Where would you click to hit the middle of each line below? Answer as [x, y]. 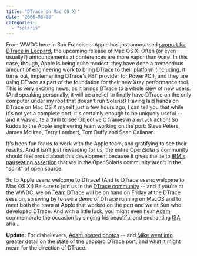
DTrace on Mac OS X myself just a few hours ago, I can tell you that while [95, 107]
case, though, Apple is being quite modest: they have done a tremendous [95, 64]
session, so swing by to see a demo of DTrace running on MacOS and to [94, 199]
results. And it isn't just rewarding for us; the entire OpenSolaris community [97, 150]
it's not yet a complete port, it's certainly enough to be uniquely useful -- [94, 114]
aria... [13, 224]
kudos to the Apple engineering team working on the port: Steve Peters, [93, 126]
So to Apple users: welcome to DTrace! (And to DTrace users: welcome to [95, 180]
